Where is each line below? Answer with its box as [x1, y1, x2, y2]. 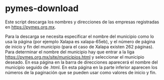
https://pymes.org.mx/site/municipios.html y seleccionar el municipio [5, 54, 144, 60]
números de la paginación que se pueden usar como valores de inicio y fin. [5, 69, 157, 75]
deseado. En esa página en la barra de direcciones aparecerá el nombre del [5, 59, 158, 65]
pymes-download [5, 3, 79, 14]
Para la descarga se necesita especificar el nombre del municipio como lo [5, 33, 154, 39]
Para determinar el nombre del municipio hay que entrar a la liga [5, 49, 135, 55]
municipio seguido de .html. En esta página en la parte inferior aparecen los [5, 64, 158, 70]
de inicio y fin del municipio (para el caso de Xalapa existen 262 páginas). [5, 44, 154, 49]
